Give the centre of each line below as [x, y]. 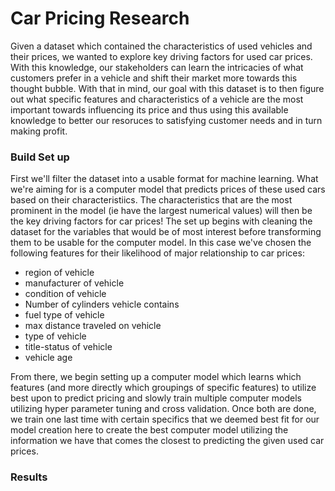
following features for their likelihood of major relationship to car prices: [157, 253]
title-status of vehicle [68, 347]
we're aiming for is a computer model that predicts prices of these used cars [168, 189]
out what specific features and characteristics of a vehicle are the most [157, 99]
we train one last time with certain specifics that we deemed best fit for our [165, 419]
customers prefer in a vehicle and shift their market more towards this [154, 78]
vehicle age [48, 358]
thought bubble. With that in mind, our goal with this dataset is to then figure [167, 88]
